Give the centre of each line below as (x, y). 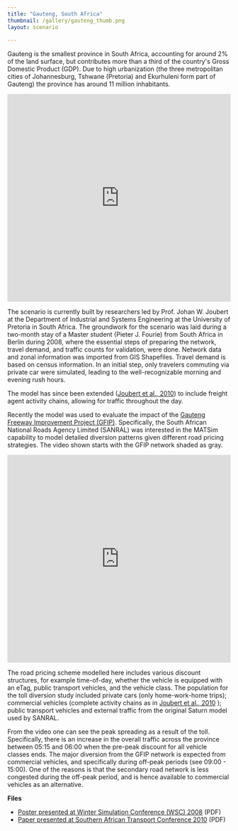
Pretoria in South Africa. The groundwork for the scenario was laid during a (117, 327)
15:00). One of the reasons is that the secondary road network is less (108, 770)
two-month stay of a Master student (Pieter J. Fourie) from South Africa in (115, 335)
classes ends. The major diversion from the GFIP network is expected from (117, 754)
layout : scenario (33, 27)
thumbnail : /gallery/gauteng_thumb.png (66, 21)
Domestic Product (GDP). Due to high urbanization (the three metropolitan (115, 69)
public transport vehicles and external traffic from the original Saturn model (118, 710)
